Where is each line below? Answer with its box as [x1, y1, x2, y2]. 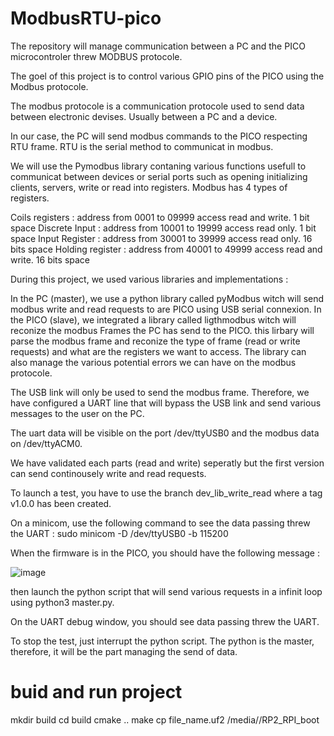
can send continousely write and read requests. [10, 467, 207, 479]
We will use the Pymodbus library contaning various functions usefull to [10, 160, 307, 172]
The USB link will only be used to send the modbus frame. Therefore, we [10, 386, 310, 398]
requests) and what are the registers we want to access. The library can [10, 345, 307, 357]
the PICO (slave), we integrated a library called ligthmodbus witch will [10, 313, 297, 326]
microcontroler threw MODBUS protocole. [10, 50, 183, 62]
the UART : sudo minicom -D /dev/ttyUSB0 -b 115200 [10, 527, 229, 539]
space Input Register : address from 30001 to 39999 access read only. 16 [10, 232, 313, 244]
